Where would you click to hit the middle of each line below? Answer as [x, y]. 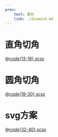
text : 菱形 [24, 14]
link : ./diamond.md [34, 19]
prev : [10, 10]
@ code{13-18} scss [25, 59]
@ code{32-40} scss [26, 130]
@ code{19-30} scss [25, 94]
